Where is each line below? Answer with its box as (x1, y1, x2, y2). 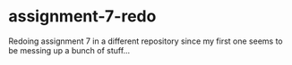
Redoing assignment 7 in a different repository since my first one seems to (8, 36, 283, 46)
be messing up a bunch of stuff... (8, 45, 131, 55)
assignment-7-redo (8, 6, 157, 27)
